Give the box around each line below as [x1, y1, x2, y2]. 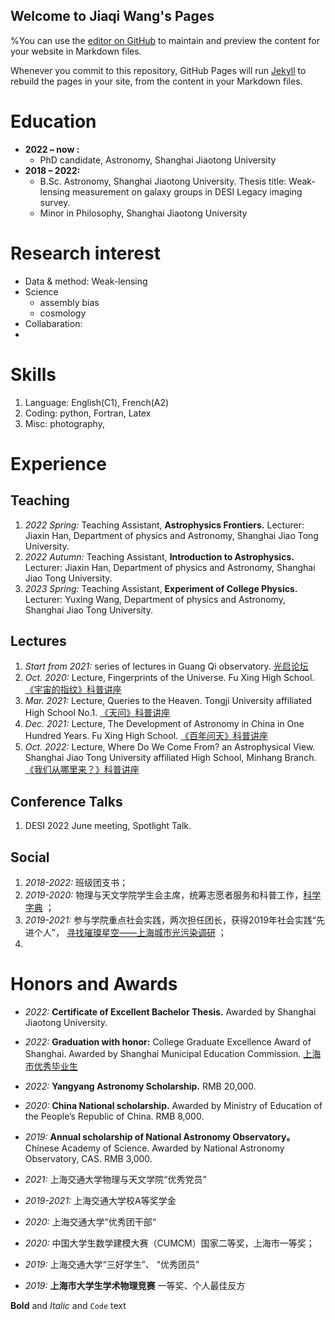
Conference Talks [10, 793, 123, 810]
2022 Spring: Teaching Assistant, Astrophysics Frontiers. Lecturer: [24, 519, 305, 531]
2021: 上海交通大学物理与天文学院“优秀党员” [24, 1174, 207, 1185]
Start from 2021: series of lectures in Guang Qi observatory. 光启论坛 [24, 660, 309, 673]
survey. [39, 196, 71, 208]
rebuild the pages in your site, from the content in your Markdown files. [10, 75, 303, 87]
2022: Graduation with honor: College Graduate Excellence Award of [24, 1036, 312, 1048]
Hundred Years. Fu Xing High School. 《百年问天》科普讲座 [24, 730, 269, 742]
